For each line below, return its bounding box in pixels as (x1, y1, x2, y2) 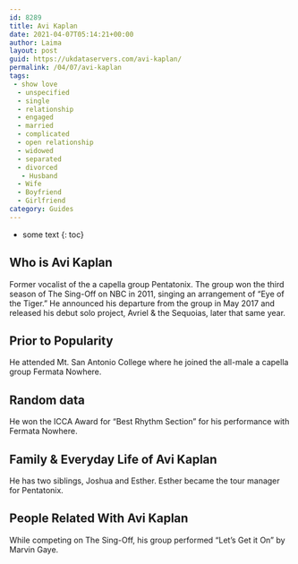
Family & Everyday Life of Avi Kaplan (9, 451, 217, 466)
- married (17, 122, 54, 131)
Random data (9, 392, 85, 407)
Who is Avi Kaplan (9, 255, 114, 270)
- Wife (17, 180, 42, 189)
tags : (9, 72, 30, 81)
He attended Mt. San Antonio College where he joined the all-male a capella (9, 357, 289, 368)
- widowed (17, 146, 54, 155)
